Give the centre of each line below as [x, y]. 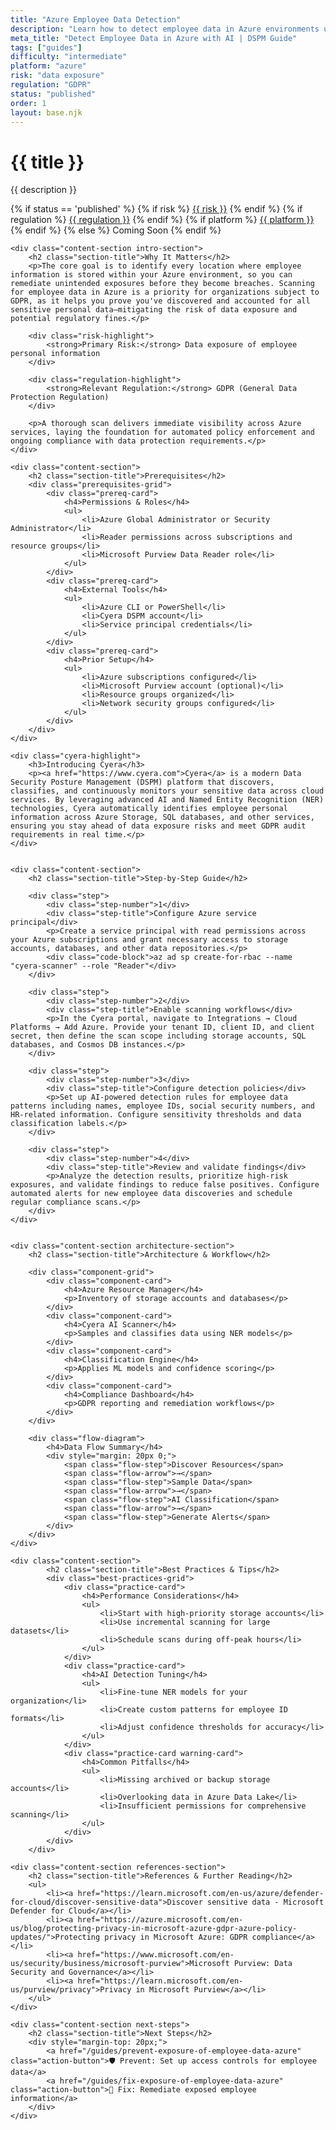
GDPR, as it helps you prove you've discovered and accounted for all [160, 301]
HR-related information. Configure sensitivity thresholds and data [156, 1115]
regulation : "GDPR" [51, 85]
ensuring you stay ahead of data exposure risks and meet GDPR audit [158, 826]
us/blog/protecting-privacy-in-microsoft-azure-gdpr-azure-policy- [154, 1929]
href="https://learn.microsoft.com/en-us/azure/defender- [201, 1894]
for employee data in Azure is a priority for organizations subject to [165, 292]
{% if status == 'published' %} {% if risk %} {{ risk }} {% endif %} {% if [156, 209]
